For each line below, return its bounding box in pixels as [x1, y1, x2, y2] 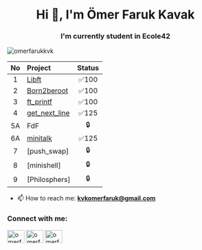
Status [77, 63, 100, 73]
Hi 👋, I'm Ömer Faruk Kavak [36, 7, 195, 23]
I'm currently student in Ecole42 [60, 32, 170, 41]
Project [27, 63, 52, 73]
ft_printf [27, 97, 53, 106]
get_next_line [27, 109, 70, 118]
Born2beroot [27, 86, 69, 95]
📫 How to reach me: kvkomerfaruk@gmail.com [16, 194, 156, 203]
